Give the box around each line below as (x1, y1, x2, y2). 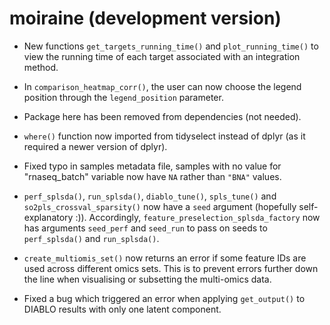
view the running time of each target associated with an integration (23, 50, 301, 62)
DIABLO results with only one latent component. (23, 303, 222, 315)
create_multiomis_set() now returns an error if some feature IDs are (23, 252, 307, 264)
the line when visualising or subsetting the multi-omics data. (23, 273, 272, 285)
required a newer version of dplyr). (23, 140, 168, 152)
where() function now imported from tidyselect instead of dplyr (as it (23, 130, 306, 142)
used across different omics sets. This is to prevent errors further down (23, 262, 319, 274)
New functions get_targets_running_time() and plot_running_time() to (23, 40, 319, 52)
